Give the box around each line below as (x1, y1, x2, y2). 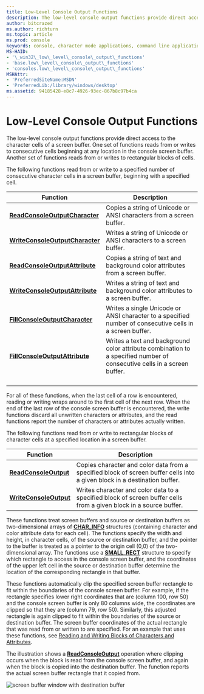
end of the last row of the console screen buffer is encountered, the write (6, 404, 190, 412)
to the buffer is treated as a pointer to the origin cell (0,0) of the (6, 542, 165, 550)
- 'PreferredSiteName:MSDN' (6, 77, 78, 83)
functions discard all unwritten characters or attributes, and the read (6, 411, 177, 418)
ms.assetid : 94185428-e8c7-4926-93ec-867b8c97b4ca (6, 88, 137, 94)
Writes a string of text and (106, 278, 180, 287)
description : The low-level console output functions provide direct (6, 15, 186, 21)
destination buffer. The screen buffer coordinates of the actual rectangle (6, 619, 187, 626)
